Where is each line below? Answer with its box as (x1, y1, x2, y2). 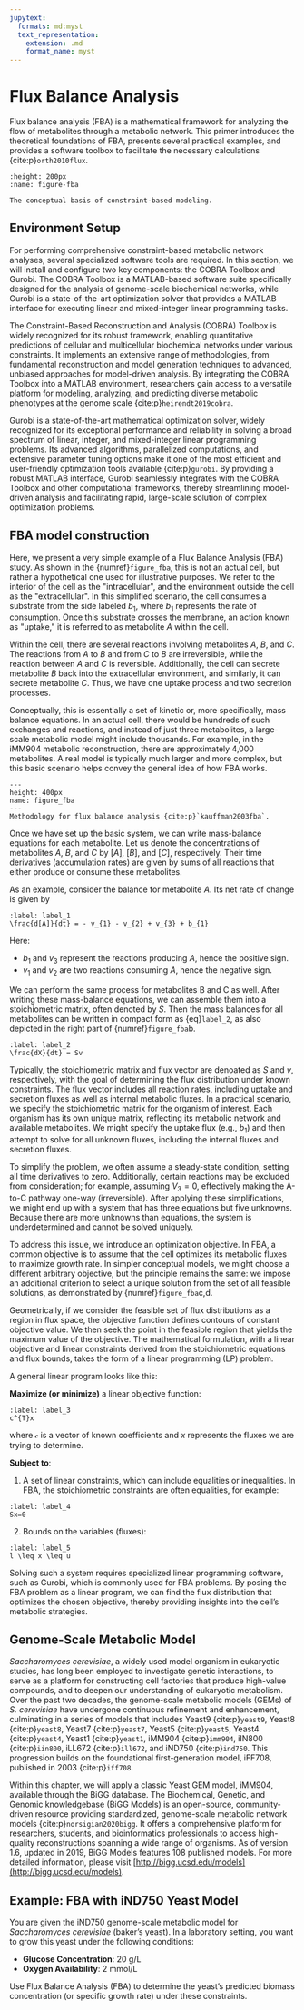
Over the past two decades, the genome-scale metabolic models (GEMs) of (9, 1694, 292, 1706)
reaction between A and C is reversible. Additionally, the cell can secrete (9, 659, 281, 670)
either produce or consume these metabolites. (9, 867, 183, 878)
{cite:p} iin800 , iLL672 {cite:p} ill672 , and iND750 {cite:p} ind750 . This (9, 1743, 269, 1754)
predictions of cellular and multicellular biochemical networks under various (9, 339, 293, 350)
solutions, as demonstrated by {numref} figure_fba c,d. (9, 1287, 213, 1298)
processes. (9, 687, 52, 699)
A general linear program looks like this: (9, 1370, 158, 1381)
